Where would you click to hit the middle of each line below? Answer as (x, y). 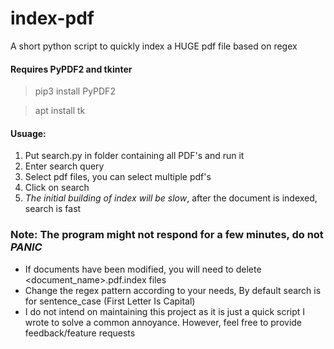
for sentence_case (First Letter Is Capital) (110, 301)
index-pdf (52, 18)
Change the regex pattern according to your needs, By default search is (173, 290)
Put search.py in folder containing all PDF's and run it (134, 156)
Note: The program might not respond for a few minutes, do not (167, 235)
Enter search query (64, 166)
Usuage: (28, 133)
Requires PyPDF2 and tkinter (71, 69)
